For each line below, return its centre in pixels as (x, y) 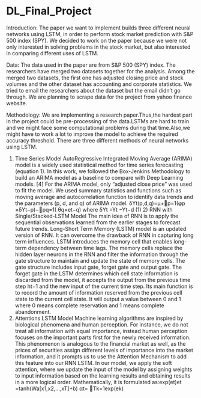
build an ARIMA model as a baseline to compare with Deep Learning (99, 177)
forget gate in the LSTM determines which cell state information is (96, 273)
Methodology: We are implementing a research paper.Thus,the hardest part (100, 115)
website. (17, 103)
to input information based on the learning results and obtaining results (103, 375)
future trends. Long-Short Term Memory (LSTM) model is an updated (100, 228)
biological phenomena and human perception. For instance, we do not (101, 324)
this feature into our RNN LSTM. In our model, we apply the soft (93, 363)
